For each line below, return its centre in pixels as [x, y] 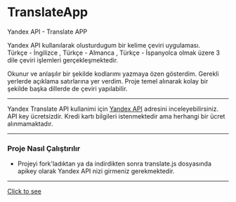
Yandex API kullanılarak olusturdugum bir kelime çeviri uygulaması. [104, 45]
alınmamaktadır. [30, 123]
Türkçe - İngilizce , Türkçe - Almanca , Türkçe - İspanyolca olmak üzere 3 [113, 53]
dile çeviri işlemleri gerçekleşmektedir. [63, 60]
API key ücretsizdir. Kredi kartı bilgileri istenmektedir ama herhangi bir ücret [116, 116]
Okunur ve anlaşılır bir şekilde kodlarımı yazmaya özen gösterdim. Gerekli [113, 74]
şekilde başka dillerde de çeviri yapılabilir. [67, 88]
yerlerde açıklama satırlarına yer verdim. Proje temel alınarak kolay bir [108, 81]
